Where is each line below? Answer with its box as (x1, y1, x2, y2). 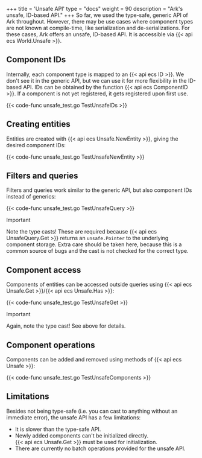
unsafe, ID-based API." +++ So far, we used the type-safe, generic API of (6, 11, 189, 19)
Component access (6, 265, 81, 275)
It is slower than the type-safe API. (14, 425, 101, 433)
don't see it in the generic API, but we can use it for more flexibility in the (6, 77, 187, 84)
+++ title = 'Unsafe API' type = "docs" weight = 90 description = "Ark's (6, 5, 183, 12)
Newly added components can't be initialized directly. (14, 431, 149, 439)
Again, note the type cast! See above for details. (6, 322, 126, 329)
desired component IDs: (6, 141, 66, 148)
